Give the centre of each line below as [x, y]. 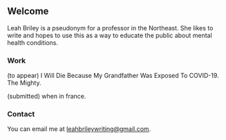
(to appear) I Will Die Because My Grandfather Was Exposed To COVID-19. [113, 76]
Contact [21, 114]
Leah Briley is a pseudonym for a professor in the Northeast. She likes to [110, 28]
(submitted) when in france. [47, 97]
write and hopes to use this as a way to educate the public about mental [110, 35]
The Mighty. [24, 83]
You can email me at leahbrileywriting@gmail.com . [79, 129]
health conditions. [33, 42]
